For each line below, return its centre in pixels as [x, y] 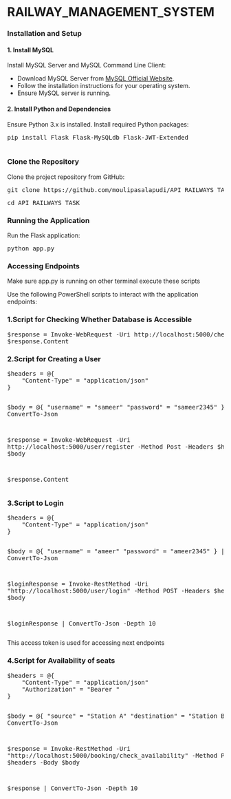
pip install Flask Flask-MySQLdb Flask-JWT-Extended [98, 137]
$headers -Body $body [44, 762]
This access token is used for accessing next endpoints [86, 643]
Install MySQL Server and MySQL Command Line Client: [87, 65]
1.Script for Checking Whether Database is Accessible [100, 319]
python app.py [31, 249]
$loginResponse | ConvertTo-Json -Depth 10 [81, 624]
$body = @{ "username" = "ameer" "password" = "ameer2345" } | [116, 552]
